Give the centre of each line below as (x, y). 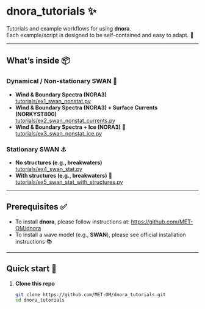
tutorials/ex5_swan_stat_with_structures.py (69, 182)
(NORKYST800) (36, 114)
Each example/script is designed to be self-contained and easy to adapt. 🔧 (100, 35)
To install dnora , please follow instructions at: (72, 222)
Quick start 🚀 (31, 269)
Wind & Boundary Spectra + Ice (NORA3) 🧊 (70, 127)
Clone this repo (35, 283)
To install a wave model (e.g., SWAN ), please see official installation (100, 234)
